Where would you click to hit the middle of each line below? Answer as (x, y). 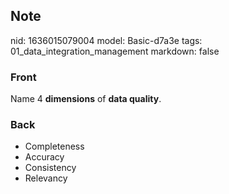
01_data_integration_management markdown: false (115, 51)
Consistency (50, 168)
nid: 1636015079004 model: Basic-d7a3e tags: (106, 40)
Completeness (54, 146)
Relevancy (46, 178)
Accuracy (44, 157)
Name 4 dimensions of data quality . (86, 99)
